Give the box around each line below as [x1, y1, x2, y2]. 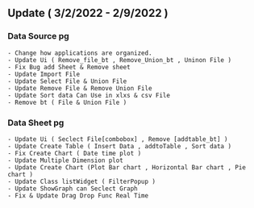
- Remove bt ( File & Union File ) [7, 98, 127, 106]
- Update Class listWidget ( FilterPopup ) [7, 177, 156, 185]
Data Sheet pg [7, 117, 65, 128]
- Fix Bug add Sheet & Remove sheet [7, 63, 131, 71]
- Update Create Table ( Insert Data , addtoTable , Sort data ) [7, 142, 231, 150]
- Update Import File [7, 70, 81, 78]
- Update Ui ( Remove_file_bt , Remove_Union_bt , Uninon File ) [7, 56, 231, 64]
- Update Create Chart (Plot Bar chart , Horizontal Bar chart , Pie [7, 163, 247, 172]
